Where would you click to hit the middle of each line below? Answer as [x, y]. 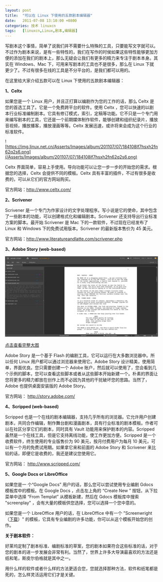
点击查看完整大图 [22, 345]
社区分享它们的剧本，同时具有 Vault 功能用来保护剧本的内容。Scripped [84, 429]
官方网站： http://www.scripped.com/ [43, 464]
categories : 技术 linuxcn [30, 26]
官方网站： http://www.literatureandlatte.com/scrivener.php [64, 239]
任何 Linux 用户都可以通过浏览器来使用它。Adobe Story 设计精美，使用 [80, 361]
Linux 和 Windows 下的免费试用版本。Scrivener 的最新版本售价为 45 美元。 [80, 228]
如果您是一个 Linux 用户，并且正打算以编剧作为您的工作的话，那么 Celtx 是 [80, 101]
